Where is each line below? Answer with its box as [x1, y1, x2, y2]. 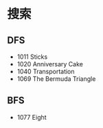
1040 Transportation [16, 67, 75, 75]
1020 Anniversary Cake [16, 60, 84, 68]
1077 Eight [16, 113, 47, 121]
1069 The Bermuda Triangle [16, 75, 96, 83]
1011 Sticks [16, 53, 48, 61]
